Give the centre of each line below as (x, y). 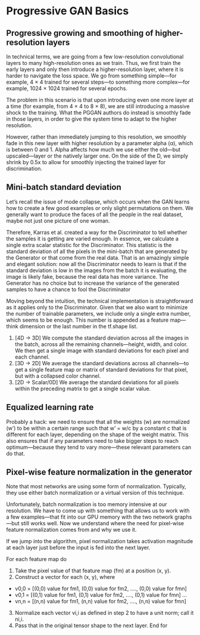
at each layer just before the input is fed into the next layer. (78, 548)
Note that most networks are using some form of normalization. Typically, (96, 486)
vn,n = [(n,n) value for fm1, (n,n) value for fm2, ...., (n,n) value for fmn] (100, 602)
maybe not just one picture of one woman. (58, 221)
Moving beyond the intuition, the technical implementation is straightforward (100, 301)
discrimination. (24, 169)
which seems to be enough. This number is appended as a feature (87, 320)
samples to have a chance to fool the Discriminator (68, 289)
